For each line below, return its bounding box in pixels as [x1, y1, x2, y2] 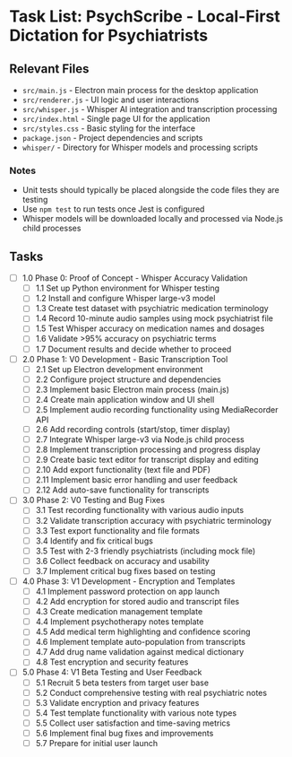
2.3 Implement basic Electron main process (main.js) [35, 384, 230, 395]
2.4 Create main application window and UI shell [35, 394, 215, 405]
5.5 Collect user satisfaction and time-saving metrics [35, 718, 231, 728]
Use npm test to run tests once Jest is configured [21, 204, 205, 214]
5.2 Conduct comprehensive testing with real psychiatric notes [35, 687, 267, 698]
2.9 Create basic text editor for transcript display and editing [35, 455, 259, 466]
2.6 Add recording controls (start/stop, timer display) [35, 423, 231, 434]
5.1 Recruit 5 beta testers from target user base [35, 677, 209, 688]
